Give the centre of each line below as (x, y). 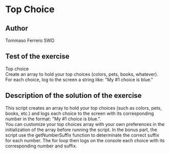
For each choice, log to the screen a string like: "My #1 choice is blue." (79, 80)
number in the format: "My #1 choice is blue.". (53, 119)
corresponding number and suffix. (41, 146)
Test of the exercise (38, 56)
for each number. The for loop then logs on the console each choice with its (85, 140)
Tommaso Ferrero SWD (30, 40)
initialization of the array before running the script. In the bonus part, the (81, 130)
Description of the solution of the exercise (74, 96)
